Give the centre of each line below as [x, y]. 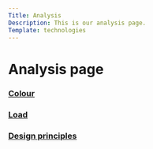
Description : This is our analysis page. [77, 23]
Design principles [43, 136]
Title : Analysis [35, 15]
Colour [22, 94]
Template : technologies [47, 30]
